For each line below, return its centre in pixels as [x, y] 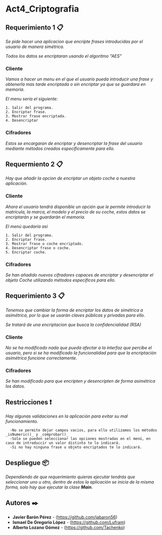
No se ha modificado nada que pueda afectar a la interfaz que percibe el [79, 348]
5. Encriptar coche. [26, 252]
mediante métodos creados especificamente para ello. [60, 148]
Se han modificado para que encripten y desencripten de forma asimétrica [80, 381]
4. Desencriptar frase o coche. [38, 248]
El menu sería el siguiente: [32, 99]
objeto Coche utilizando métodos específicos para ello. [60, 280]
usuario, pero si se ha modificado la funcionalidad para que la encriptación [81, 353]
